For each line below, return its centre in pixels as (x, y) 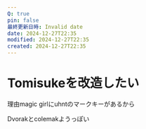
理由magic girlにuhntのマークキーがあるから (71, 104)
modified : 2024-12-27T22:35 (48, 40)
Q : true (19, 14)
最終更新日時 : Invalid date (45, 27)
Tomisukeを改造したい (73, 83)
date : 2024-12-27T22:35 (42, 33)
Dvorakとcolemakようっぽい (48, 118)
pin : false (23, 20)
